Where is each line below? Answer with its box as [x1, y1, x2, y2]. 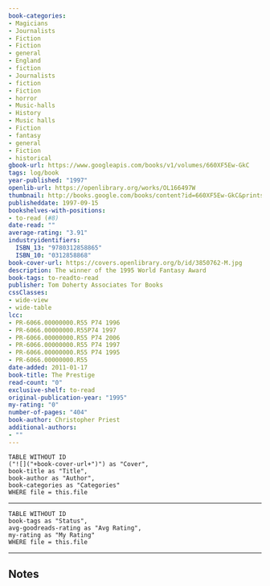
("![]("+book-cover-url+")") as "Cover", [8, 460, 149, 468]
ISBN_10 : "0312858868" [15, 251, 92, 259]
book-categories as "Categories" [8, 481, 121, 489]
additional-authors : [8, 423, 78, 431]
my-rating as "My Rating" [8, 530, 95, 539]
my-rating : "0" [8, 401, 59, 409]
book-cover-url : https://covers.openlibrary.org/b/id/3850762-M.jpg [8, 258, 243, 266]
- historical [8, 154, 52, 162]
